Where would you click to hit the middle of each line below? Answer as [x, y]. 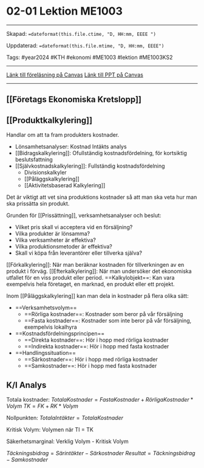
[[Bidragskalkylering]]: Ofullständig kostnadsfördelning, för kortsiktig [101, 153]
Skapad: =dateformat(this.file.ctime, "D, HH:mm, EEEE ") [81, 33]
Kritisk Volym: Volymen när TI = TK [50, 429]
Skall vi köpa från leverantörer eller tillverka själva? [79, 253]
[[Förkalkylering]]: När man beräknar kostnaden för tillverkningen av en [95, 265]
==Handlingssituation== [46, 353]
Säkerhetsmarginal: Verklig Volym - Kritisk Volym [67, 441]
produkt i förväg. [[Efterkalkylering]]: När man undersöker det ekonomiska [99, 271]
